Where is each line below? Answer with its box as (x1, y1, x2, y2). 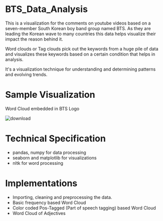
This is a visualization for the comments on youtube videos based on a (5, 20, 151, 26)
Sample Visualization (5, 89, 95, 101)
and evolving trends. (5, 71, 48, 77)
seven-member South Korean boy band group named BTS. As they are (5, 25, 151, 31)
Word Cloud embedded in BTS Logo (5, 105, 80, 111)
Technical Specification (5, 133, 106, 144)
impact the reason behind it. (5, 36, 64, 42)
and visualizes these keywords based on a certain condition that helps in (5, 51, 155, 57)
